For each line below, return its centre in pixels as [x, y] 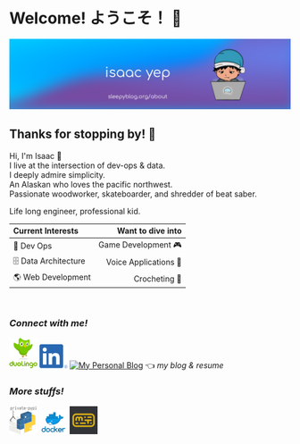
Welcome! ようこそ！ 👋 [96, 18]
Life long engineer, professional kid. [75, 211]
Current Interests [46, 231]
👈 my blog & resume [184, 365]
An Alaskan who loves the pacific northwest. [91, 184]
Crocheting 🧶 [158, 279]
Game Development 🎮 [140, 244]
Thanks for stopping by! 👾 [83, 134]
